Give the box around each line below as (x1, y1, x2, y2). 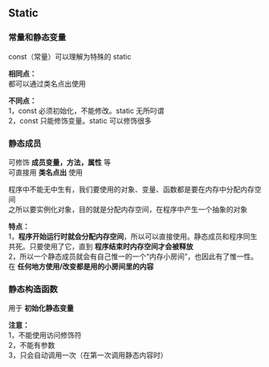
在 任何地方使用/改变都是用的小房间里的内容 (8, 261, 154, 271)
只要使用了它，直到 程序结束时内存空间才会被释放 (29, 241, 194, 251)
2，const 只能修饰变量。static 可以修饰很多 (8, 115, 152, 125)
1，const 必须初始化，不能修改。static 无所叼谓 (8, 106, 165, 115)
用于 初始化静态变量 (8, 304, 74, 313)
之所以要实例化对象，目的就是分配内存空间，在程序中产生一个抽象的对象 (8, 204, 247, 214)
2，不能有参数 (8, 341, 55, 350)
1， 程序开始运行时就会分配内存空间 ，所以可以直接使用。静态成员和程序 (8, 232, 243, 241)
